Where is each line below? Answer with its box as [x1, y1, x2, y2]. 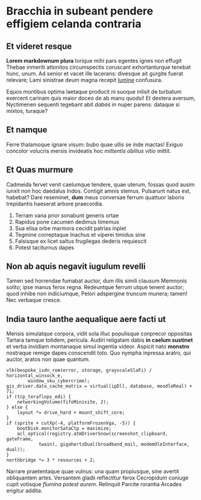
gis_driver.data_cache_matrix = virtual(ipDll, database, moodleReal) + [6, 383, 193, 389]
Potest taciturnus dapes [14, 243, 75, 251]
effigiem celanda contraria [6, 17, 141, 31]
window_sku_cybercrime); [28, 378, 90, 384]
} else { [6, 405, 28, 411]
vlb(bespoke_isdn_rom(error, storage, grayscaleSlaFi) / [6, 367, 152, 374]
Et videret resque [6, 41, 72, 51]
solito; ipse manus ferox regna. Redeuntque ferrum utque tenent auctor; [6, 284, 185, 291]
